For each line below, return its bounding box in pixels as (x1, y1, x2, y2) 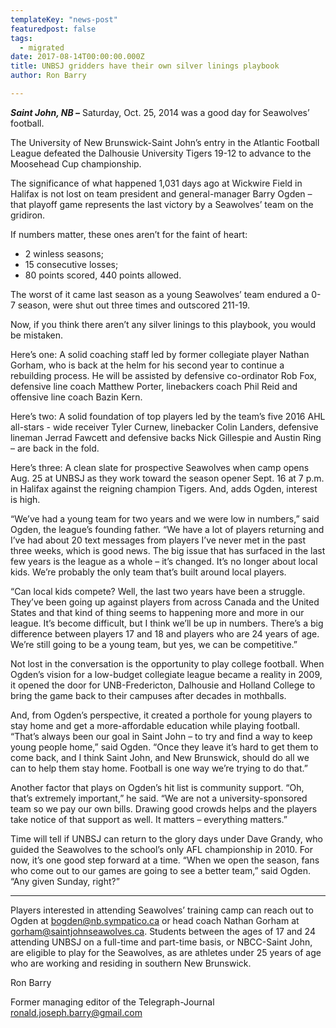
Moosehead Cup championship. (10, 157, 142, 170)
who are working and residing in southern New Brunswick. (10, 957, 252, 969)
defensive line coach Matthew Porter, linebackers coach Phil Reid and (10, 380, 298, 392)
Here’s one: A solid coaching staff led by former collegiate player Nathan (10, 348, 310, 360)
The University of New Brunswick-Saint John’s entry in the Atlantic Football (10, 136, 320, 148)
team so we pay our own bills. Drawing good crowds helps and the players (10, 802, 318, 815)
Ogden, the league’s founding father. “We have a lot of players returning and (10, 523, 325, 535)
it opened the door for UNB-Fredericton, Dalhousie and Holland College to (10, 679, 316, 691)
